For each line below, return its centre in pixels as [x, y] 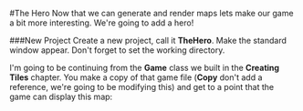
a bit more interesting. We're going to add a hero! [102, 23]
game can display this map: [61, 96]
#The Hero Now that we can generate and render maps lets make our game [151, 13]
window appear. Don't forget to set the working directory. [117, 50]
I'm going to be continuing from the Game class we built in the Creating [145, 68]
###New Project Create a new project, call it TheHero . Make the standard [148, 40]
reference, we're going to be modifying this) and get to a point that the [142, 87]
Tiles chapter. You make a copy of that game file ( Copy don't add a [136, 77]
